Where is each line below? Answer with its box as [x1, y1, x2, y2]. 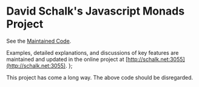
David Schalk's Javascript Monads [6, 4, 185, 18]
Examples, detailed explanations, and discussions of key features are [6, 49, 179, 56]
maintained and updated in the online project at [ [6, 55, 128, 63]
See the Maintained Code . [6, 37, 72, 44]
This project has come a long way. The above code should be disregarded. [6, 74, 194, 81]
